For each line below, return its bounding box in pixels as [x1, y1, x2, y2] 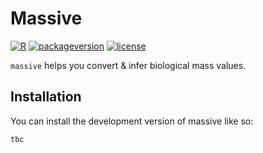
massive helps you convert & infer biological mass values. [10, 59, 247, 71]
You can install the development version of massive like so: [10, 115, 254, 127]
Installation [10, 88, 82, 106]
